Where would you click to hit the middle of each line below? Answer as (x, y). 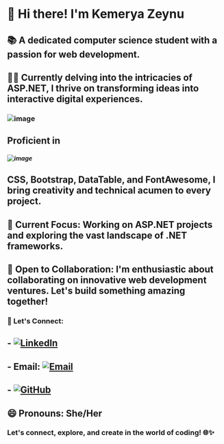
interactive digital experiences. (75, 99)
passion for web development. (74, 54)
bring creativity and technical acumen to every (109, 190)
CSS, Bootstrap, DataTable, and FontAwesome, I (111, 180)
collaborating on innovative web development (107, 280)
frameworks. (35, 246)
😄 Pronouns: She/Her (55, 413)
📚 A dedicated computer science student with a (112, 40)
